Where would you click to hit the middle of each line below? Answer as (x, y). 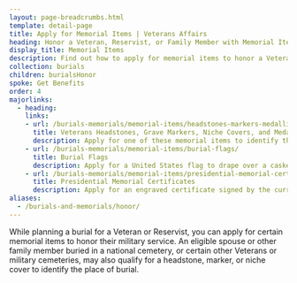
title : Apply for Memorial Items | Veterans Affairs (108, 34)
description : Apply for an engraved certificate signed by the (152, 190)
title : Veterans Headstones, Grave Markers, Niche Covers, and (152, 133)
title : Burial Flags (70, 157)
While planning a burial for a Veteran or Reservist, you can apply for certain (146, 232)
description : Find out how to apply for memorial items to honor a (136, 58)
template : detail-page (51, 26)
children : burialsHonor (53, 75)
